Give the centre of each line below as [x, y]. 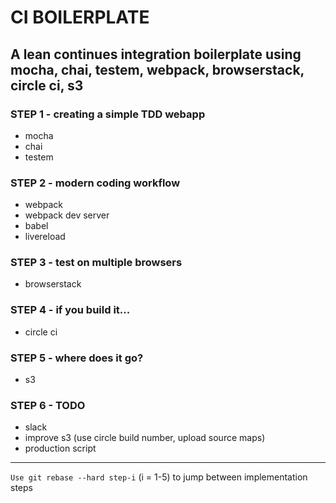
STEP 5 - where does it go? [77, 358]
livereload [45, 237]
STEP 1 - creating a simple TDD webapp [108, 114]
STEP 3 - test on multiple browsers [96, 263]
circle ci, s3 [47, 85]
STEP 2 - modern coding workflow [95, 183]
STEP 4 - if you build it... [70, 310]
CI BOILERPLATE [80, 17]
